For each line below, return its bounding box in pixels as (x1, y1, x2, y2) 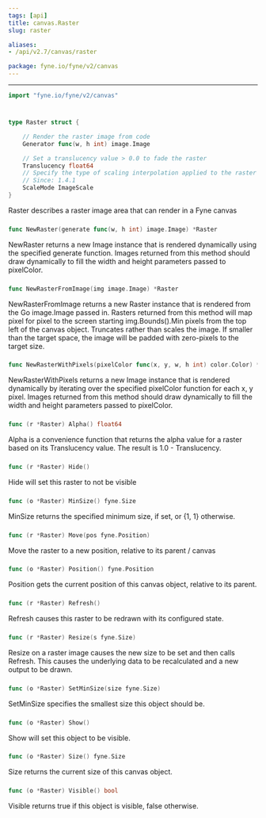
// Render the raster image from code (22, 132, 150, 140)
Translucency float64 (22, 162, 93, 170)
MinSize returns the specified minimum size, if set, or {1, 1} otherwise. (8, 511, 236, 520)
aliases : (8, 40, 37, 48)
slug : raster (8, 26, 51, 34)
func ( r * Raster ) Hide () (8, 463, 90, 471)
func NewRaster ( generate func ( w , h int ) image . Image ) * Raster (8, 225, 218, 233)
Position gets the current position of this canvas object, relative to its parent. (8, 580, 257, 589)
